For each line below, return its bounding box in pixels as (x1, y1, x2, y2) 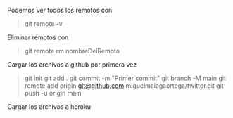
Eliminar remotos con (7, 33, 69, 41)
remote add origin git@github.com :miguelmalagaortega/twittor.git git (24, 81, 224, 90)
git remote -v (24, 20, 63, 27)
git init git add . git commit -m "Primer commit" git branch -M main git (24, 74, 227, 82)
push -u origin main (24, 89, 82, 97)
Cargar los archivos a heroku (7, 103, 92, 111)
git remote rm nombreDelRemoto (24, 47, 120, 55)
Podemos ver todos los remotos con (7, 6, 113, 14)
